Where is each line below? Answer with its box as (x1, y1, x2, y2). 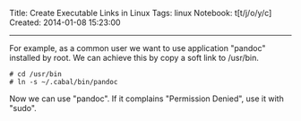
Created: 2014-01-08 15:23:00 (9, 17, 121, 28)
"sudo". (9, 103, 38, 113)
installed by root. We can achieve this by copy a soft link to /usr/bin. (9, 53, 260, 63)
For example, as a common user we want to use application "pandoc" (9, 43, 266, 53)
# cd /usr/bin (9, 70, 63, 79)
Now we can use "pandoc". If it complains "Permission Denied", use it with (9, 93, 284, 104)
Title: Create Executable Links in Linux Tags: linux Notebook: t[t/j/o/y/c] (9, 8, 272, 18)
